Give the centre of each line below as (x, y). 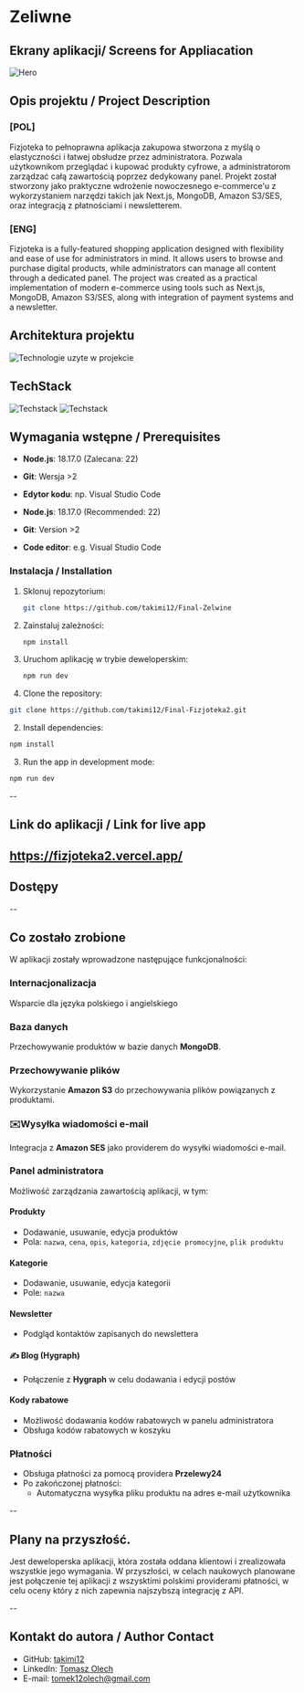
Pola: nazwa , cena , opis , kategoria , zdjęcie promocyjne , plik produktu (153, 1242)
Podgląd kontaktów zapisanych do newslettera (110, 1334)
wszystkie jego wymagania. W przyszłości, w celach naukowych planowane (152, 1571)
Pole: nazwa (44, 1293)
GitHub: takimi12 (53, 1658)
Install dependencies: (63, 728)
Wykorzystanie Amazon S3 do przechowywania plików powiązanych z (142, 1090)
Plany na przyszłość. (70, 1539)
